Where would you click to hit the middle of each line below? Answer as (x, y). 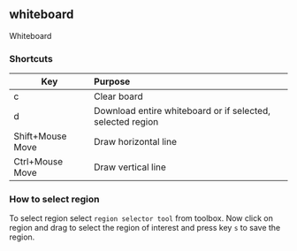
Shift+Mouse (40, 136)
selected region (126, 122)
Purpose (112, 81)
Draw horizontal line (135, 142)
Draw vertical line (130, 167)
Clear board (118, 96)
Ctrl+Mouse (38, 162)
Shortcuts (31, 58)
